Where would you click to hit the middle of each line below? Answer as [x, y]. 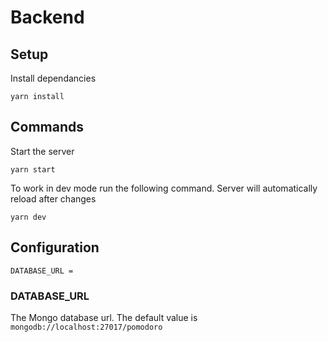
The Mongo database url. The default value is [104, 317]
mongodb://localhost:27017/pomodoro [86, 327]
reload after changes [53, 198]
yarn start [33, 169]
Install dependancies [53, 78]
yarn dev [28, 217]
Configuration [55, 247]
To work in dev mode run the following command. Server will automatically [164, 188]
